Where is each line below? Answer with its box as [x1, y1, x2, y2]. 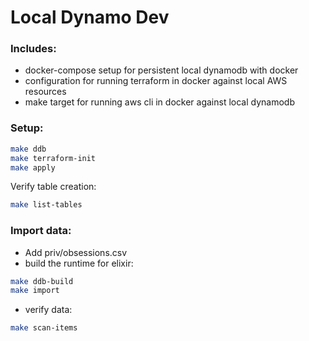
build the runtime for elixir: [24, 257, 134, 269]
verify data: [24, 304, 73, 316]
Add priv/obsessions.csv [24, 246, 128, 258]
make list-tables [10, 200, 83, 210]
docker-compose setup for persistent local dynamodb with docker [24, 64, 299, 76]
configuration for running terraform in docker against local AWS [24, 75, 288, 87]
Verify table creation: [10, 181, 97, 193]
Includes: [10, 42, 57, 56]
